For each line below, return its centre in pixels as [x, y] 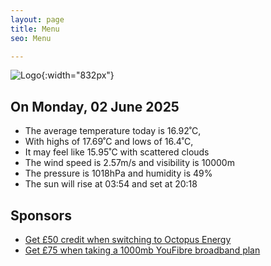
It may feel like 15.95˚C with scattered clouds [117, 152]
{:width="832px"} [78, 75]
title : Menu [35, 29]
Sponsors [41, 215]
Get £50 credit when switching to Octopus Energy [128, 239]
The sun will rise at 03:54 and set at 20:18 [111, 184]
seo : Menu [31, 38]
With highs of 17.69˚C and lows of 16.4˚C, [109, 142]
